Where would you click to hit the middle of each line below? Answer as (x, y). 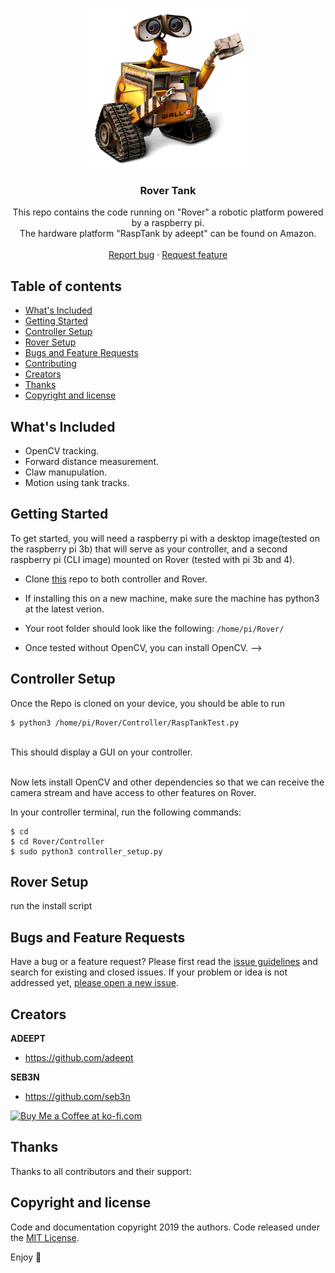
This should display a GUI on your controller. (101, 752)
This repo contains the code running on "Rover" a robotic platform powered (168, 212)
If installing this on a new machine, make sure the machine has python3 (172, 598)
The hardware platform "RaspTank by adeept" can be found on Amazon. (168, 234)
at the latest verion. (64, 609)
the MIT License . (45, 1237)
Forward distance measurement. (91, 461)
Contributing (50, 364)
